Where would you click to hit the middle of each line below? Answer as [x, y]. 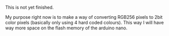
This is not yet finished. [30, 7]
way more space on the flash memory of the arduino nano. [66, 28]
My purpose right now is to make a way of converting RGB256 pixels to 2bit [84, 17]
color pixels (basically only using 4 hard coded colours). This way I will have [85, 23]
